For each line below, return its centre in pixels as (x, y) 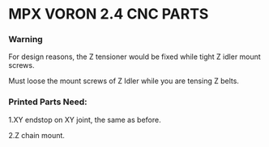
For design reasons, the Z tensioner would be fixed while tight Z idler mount (134, 57)
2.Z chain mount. (36, 135)
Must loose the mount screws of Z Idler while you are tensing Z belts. (124, 81)
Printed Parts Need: (48, 102)
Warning (26, 40)
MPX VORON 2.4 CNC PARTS (109, 14)
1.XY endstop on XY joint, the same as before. (85, 120)
